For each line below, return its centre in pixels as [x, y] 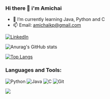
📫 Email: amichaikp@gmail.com [47, 25]
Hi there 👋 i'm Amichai [34, 8]
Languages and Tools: [33, 70]
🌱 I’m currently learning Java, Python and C [59, 19]
